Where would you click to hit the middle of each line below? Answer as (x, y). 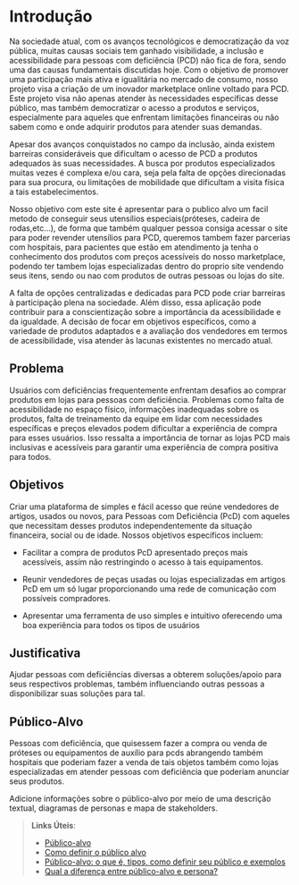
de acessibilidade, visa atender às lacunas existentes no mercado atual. (141, 340)
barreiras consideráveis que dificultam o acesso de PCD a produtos (133, 153)
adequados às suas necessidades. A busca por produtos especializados (142, 163)
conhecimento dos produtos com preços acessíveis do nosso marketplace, (147, 256)
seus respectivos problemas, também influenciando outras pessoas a (137, 684)
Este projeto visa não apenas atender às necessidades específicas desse (144, 98)
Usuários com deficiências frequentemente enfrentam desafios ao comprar (148, 390)
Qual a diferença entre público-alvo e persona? (131, 872)
